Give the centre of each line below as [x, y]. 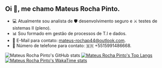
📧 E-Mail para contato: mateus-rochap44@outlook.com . [69, 40]
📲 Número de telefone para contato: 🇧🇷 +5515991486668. [72, 45]
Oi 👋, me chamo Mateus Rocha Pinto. [63, 9]
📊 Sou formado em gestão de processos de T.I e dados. [69, 33]
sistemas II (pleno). [31, 28]
